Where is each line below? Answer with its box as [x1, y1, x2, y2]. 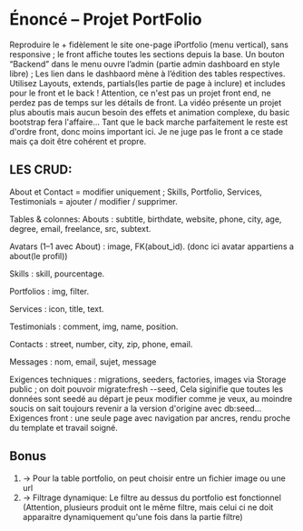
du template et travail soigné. [9, 422, 118, 433]
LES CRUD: [9, 162, 73, 177]
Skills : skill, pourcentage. [9, 268, 105, 279]
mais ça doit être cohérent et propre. [9, 135, 147, 146]
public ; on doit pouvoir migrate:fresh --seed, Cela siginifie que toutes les [9, 383, 284, 395]
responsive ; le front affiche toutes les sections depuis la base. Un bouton [9, 48, 285, 59]
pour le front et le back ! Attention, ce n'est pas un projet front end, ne [9, 87, 271, 98]
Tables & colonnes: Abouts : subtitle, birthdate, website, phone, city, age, [9, 214, 282, 225]
